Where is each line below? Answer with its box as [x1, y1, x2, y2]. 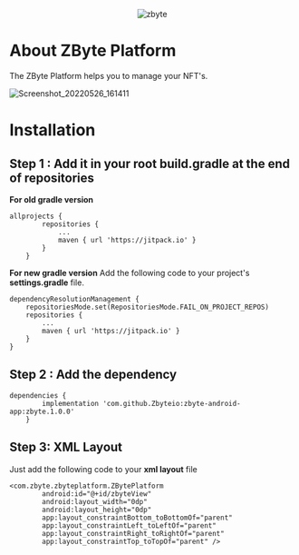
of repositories [9, 170, 95, 185]
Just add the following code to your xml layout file [9, 463, 198, 474]
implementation [42, 399, 100, 408]
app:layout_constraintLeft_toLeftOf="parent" [42, 520, 217, 530]
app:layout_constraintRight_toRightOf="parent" [42, 529, 225, 538]
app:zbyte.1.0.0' [9, 407, 75, 416]
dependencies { [9, 391, 67, 400]
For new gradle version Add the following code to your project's [9, 267, 250, 278]
